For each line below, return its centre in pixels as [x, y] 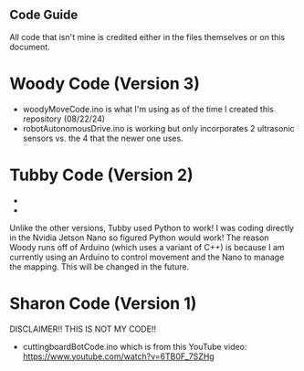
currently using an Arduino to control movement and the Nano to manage [147, 257]
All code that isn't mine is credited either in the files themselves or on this [147, 37]
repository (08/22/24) [64, 119]
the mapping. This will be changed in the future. [100, 266]
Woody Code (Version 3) [105, 84]
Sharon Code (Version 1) [103, 303]
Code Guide [44, 15]
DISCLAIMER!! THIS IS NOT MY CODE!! [83, 329]
